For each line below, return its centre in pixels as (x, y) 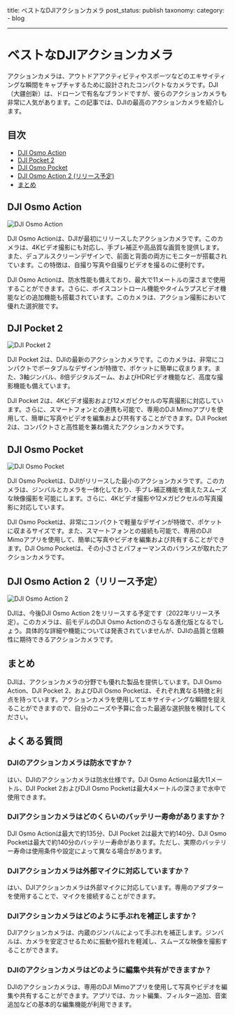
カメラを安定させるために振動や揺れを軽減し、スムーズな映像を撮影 (123, 941)
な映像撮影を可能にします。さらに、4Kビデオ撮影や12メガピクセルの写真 (112, 498)
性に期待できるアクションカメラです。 (62, 639)
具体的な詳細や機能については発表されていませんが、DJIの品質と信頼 (125, 631)
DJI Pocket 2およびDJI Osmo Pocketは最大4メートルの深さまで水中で (126, 788)
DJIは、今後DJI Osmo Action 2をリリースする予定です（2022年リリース (111, 613)
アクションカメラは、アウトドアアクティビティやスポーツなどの (99, 76)
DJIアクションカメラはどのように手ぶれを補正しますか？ (102, 916)
